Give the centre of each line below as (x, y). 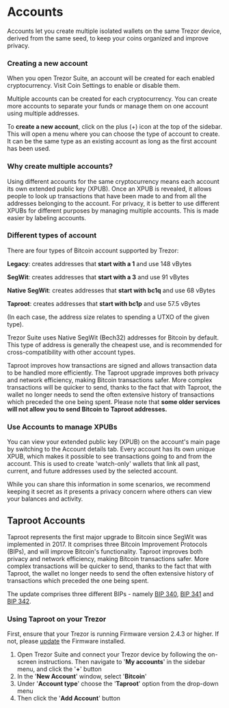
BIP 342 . (19, 601)
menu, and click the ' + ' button (59, 669)
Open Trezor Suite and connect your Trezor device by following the (111, 654)
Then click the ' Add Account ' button (69, 698)
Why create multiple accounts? (60, 167)
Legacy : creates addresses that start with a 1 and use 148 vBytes (99, 263)
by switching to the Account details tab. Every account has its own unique (111, 449)
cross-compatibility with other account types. (71, 352)
